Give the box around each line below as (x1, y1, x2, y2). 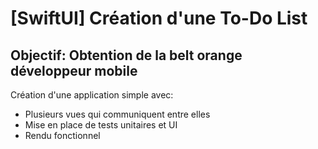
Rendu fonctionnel (24, 130, 101, 141)
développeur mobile (10, 62, 138, 79)
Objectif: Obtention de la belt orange (10, 47, 243, 64)
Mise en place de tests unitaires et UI (24, 119, 178, 131)
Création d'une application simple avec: (10, 89, 174, 101)
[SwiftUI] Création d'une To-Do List (10, 7, 308, 30)
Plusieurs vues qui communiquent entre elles (24, 108, 211, 120)
